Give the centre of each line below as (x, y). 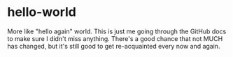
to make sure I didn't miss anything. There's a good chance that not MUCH (115, 38)
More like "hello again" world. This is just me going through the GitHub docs (117, 31)
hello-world (42, 12)
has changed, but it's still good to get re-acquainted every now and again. (114, 46)
